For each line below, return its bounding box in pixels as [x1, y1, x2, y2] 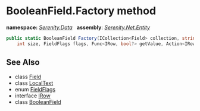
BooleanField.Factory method [6, 4, 157, 18]
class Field [14, 73, 42, 80]
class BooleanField [14, 98, 61, 105]
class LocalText [14, 79, 54, 87]
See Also [6, 58, 40, 68]
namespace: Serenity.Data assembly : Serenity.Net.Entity [6, 24, 151, 31]
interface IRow [14, 92, 51, 99]
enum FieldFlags [14, 85, 55, 93]
